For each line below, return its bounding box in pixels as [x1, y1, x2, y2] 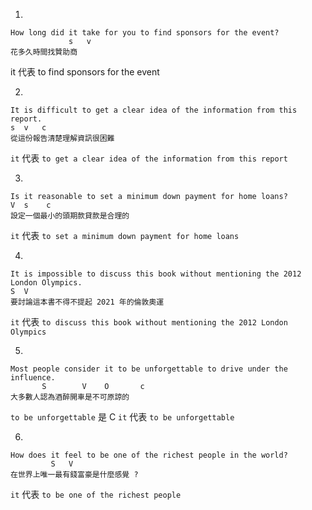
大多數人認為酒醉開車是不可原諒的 [10, 392, 130, 402]
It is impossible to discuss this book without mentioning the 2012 [10, 269, 302, 279]
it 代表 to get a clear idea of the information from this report [10, 152, 288, 164]
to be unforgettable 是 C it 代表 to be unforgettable [10, 411, 235, 423]
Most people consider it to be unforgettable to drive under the [10, 364, 288, 374]
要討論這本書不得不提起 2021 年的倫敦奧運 [10, 297, 165, 307]
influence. [10, 373, 56, 383]
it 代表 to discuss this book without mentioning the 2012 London [10, 316, 288, 328]
